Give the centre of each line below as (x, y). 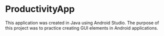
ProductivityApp (40, 9)
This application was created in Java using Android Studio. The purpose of (82, 23)
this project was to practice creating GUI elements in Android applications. (82, 28)
